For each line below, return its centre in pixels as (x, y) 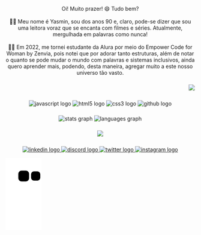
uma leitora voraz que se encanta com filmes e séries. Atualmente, (100, 28)
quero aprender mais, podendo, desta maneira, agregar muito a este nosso (100, 66)
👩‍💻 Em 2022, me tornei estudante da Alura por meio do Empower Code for (100, 47)
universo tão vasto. (100, 73)
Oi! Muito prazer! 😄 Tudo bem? (100, 9)
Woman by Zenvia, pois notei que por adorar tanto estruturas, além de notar (100, 53)
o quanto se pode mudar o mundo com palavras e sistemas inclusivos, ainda (100, 60)
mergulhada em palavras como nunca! (100, 34)
